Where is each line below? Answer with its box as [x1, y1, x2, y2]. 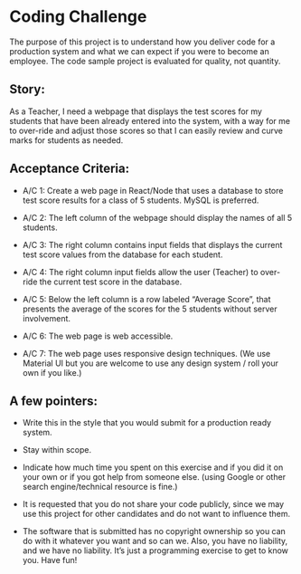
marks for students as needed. [9, 134, 124, 146]
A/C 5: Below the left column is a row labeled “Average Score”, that [22, 293, 271, 304]
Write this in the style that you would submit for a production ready [22, 417, 272, 428]
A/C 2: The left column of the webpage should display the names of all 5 [22, 212, 293, 223]
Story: [9, 81, 45, 97]
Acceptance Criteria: [9, 161, 129, 177]
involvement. [22, 312, 71, 323]
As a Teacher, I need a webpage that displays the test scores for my [9, 106, 262, 117]
